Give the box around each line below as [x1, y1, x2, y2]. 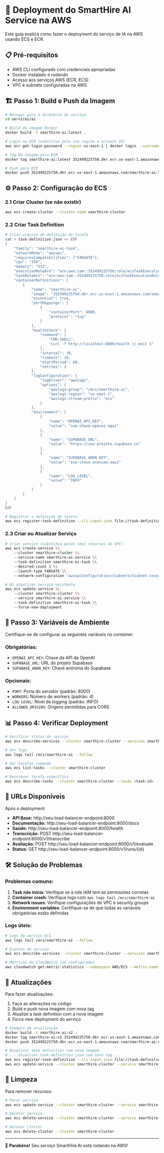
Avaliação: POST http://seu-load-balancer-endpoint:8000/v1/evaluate [12, 841, 154, 847]
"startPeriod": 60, [40, 360, 80, 365]
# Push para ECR [5, 166, 38, 171]
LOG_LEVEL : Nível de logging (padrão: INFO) [12, 699, 99, 705]
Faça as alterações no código [12, 1000, 72, 1006]
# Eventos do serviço [5, 946, 49, 951]
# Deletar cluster [5, 1125, 42, 1130]
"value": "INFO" [48, 478, 82, 483]
